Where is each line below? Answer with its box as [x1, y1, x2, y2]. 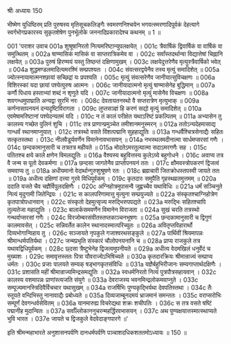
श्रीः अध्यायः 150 [7, 7, 43, 15]
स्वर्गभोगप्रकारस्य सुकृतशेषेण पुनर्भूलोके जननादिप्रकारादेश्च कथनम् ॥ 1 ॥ [7, 28, 161, 36]
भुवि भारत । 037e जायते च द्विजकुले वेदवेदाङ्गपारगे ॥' [7, 315, 129, 323]
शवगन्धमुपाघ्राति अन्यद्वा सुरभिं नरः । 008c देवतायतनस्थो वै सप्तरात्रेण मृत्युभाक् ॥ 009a [7, 97, 199, 105]
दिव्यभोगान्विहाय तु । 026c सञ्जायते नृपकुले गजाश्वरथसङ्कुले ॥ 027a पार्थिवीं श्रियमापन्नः [7, 229, 204, 237]
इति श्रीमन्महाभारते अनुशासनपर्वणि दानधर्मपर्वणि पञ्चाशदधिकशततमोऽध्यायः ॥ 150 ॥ [7, 329, 187, 336]
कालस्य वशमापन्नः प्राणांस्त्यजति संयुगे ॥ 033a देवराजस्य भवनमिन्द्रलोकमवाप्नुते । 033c [7, 275, 198, 284]
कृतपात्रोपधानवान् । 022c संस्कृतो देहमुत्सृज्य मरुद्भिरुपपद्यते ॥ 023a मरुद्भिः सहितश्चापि [7, 198, 206, 206]
